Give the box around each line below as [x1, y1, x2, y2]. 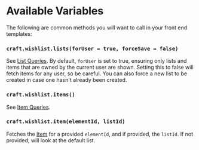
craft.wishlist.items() [6, 91, 76, 98]
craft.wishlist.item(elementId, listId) [6, 118, 125, 125]
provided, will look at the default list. [6, 136, 96, 144]
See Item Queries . [6, 103, 51, 111]
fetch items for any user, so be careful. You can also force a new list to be [6, 70, 187, 77]
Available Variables [6, 4, 104, 18]
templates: [6, 30, 32, 37]
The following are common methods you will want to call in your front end [6, 24, 188, 31]
